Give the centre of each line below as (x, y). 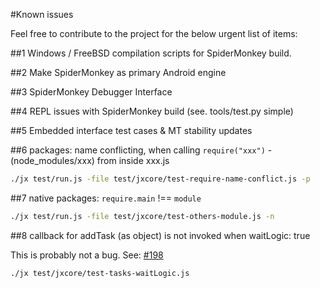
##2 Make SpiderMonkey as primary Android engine (118, 72)
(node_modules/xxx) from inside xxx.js (90, 160)
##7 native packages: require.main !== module (106, 198)
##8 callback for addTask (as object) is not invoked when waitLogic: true (160, 235)
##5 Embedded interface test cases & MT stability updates (131, 130)
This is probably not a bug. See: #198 (87, 255)
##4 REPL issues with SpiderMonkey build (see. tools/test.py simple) (152, 111)
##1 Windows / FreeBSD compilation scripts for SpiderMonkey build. (151, 53)
